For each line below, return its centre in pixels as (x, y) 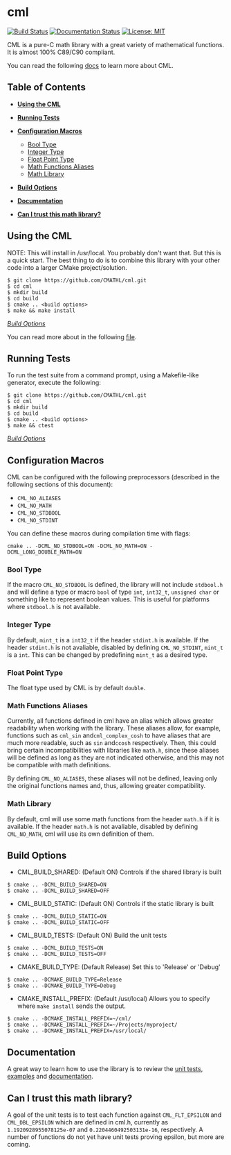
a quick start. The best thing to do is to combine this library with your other (114, 260)
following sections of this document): (60, 485)
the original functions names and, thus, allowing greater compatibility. (107, 786)
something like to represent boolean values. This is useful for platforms (108, 599)
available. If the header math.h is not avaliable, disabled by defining (103, 826)
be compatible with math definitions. (59, 765)
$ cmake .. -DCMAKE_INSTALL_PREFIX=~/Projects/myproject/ (92, 1025)
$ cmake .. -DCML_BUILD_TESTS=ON (55, 948)
